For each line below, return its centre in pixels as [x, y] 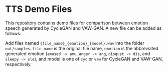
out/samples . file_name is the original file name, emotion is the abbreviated [82, 48]
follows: [13, 33]
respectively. [18, 64]
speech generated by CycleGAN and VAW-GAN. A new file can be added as [83, 28]
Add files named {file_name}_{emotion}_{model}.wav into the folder [75, 43]
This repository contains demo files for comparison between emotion [77, 23]
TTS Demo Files [39, 9]
